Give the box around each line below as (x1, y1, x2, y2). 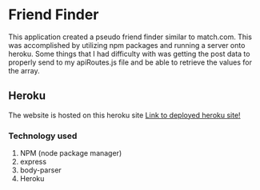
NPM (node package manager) (19, 148, 122, 158)
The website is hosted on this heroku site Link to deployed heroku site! (8, 110, 242, 120)
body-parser (19, 165, 62, 175)
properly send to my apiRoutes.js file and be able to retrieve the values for (8, 57, 252, 67)
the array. (8, 65, 40, 75)
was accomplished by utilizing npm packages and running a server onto (8, 40, 246, 49)
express (19, 157, 46, 167)
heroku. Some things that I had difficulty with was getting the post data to (8, 49, 250, 58)
